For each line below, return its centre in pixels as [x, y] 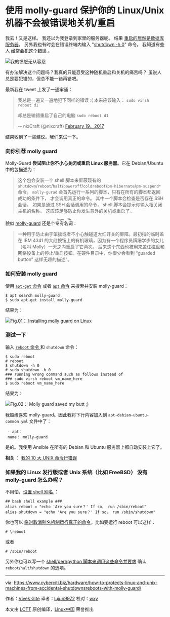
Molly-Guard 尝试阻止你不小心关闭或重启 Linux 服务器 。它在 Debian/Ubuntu [84, 163]
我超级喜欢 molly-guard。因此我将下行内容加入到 [56, 415]
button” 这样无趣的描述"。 [45, 259]
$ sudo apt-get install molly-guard [44, 300]
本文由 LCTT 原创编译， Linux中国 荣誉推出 [50, 609]
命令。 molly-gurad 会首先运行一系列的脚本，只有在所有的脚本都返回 [89, 192]
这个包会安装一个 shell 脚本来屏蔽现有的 [59, 180]
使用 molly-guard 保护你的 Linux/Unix [85, 10]
